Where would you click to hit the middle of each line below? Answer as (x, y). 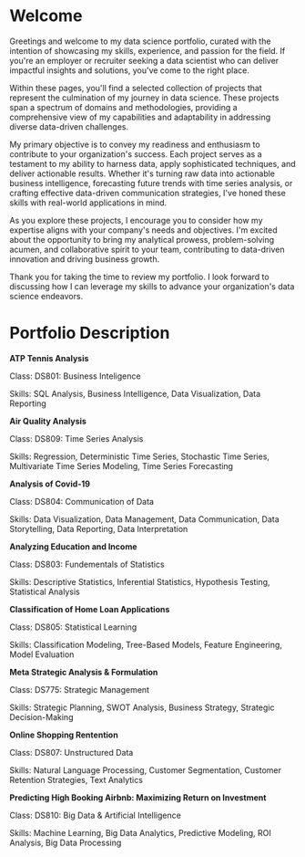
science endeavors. (46, 296)
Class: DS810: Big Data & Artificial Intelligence (96, 815)
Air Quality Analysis (48, 421)
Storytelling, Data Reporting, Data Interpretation (99, 528)
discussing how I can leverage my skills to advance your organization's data (152, 286)
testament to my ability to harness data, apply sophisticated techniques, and (152, 163)
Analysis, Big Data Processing (66, 842)
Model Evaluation (42, 654)
